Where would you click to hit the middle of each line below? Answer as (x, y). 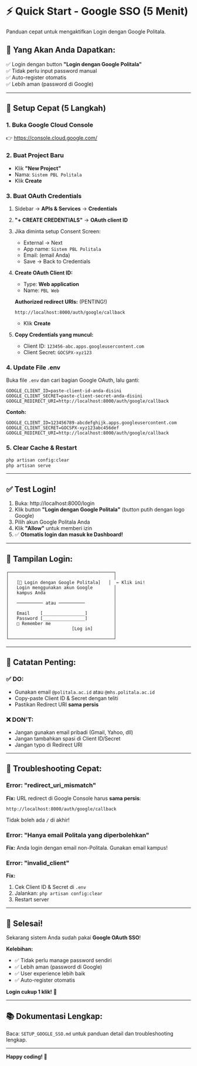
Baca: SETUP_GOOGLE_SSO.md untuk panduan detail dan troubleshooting (90, 1033)
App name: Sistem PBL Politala (62, 249)
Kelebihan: (20, 949)
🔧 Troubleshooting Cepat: (54, 769)
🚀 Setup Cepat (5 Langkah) (56, 108)
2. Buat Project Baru (35, 155)
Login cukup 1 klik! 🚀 (32, 992)
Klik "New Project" (38, 168)
